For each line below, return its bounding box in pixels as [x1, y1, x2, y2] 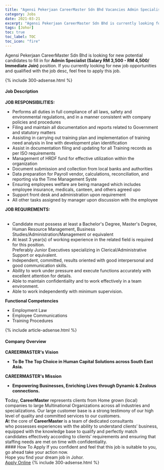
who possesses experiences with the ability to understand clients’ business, [5, 423, 158, 429]
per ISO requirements [12, 150, 56, 156]
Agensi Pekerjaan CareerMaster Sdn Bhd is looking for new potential [5, 52, 143, 58]
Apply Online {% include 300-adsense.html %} [5, 460, 100, 466]
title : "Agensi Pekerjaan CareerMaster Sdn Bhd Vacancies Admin [5, 7, 139, 12]
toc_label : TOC [5, 35, 36, 40]
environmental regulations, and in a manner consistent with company [12, 114, 151, 120]
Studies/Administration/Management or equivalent [12, 231, 114, 237]
